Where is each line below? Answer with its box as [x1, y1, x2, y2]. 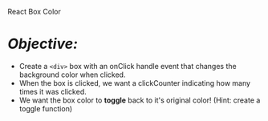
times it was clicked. [18, 87, 87, 96]
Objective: [7, 35, 78, 53]
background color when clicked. [18, 70, 126, 79]
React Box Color [7, 7, 61, 16]
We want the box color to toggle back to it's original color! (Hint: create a [18, 95, 261, 105]
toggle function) [18, 103, 73, 113]
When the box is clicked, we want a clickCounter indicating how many [18, 78, 250, 87]
